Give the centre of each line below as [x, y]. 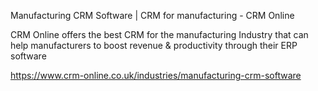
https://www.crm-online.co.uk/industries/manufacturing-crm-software [156, 75]
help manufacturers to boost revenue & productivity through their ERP [154, 45]
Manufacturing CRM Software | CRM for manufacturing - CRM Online [152, 15]
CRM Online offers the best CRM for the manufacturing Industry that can [159, 34]
